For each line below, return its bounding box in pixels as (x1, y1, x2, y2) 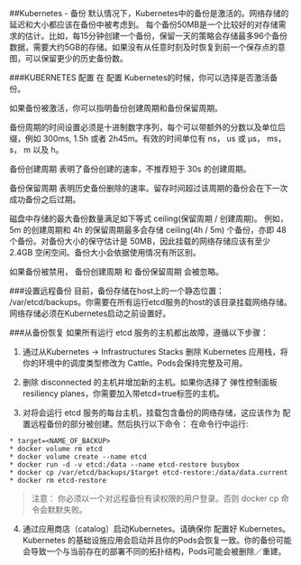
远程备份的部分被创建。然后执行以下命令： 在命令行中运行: (30, 419, 249, 429)
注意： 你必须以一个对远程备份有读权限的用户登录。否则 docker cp (31, 493, 279, 504)
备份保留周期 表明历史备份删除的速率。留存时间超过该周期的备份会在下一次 (9, 183, 288, 193)
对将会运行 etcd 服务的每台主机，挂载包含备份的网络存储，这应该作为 (22, 407, 281, 418)
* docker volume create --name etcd (9, 452, 147, 461)
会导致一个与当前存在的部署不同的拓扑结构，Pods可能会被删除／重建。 (22, 546, 287, 557)
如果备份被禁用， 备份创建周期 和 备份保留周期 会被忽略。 (9, 266, 223, 277)
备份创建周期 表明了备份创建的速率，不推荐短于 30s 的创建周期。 (9, 163, 251, 174)
